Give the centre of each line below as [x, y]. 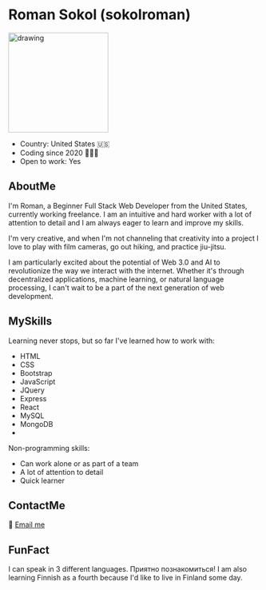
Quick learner [42, 480]
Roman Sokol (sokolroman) [100, 15]
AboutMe [32, 187]
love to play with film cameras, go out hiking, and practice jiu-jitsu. [117, 246]
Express [33, 398]
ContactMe [37, 505]
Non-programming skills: [49, 448]
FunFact [29, 550]
